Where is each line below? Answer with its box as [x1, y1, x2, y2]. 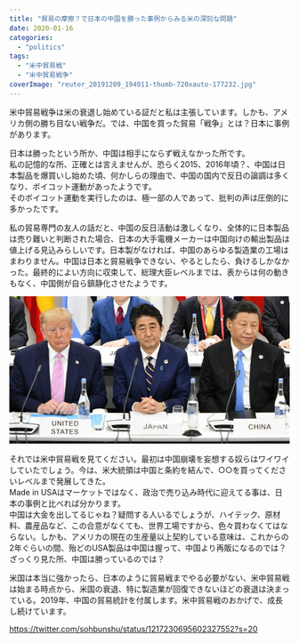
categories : [9, 33, 53, 42]
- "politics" [17, 43, 66, 52]
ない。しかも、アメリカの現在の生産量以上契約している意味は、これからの [16, 531, 289, 542]
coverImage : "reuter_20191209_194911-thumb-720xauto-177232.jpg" [9, 80, 256, 89]
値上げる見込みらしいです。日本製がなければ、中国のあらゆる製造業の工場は [9, 245, 289, 255]
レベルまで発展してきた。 [16, 476, 111, 486]
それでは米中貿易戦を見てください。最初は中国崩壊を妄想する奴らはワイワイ [9, 454, 290, 464]
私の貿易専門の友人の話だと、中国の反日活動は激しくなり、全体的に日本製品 [9, 222, 289, 233]
